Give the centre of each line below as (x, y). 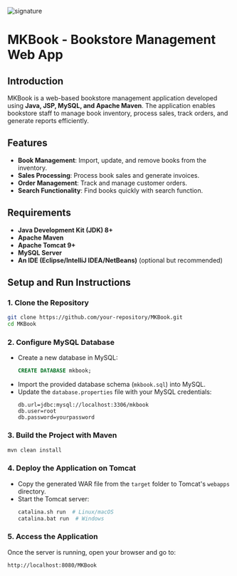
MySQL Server (40, 252)
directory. (32, 491)
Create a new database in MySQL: (68, 358)
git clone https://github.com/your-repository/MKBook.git (95, 318)
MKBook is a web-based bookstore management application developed (112, 98)
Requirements (39, 213)
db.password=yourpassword (56, 417)
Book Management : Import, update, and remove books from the (112, 160)
